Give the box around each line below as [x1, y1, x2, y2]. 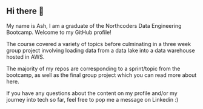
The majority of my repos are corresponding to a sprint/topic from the [6, 65, 181, 72]
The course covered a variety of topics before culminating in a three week [6, 40, 191, 47]
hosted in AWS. [6, 53, 45, 61]
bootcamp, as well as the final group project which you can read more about [6, 71, 197, 79]
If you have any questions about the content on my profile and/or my [6, 89, 178, 97]
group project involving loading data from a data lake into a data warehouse [6, 47, 195, 54]
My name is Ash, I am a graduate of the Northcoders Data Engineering [6, 22, 182, 29]
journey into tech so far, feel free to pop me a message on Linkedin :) [6, 96, 179, 103]
